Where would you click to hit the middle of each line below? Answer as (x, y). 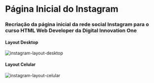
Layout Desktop (22, 42)
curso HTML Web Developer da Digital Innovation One (71, 30)
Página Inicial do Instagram (62, 9)
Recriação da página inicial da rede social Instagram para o (77, 25)
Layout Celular (20, 64)
